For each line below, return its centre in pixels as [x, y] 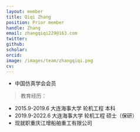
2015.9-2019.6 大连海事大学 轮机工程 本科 [65, 109]
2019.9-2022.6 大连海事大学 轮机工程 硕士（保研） [76, 116]
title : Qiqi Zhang [29, 17]
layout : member [25, 11]
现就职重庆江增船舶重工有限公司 [53, 123]
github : [16, 45]
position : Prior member [35, 22]
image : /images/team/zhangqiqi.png [50, 60]
